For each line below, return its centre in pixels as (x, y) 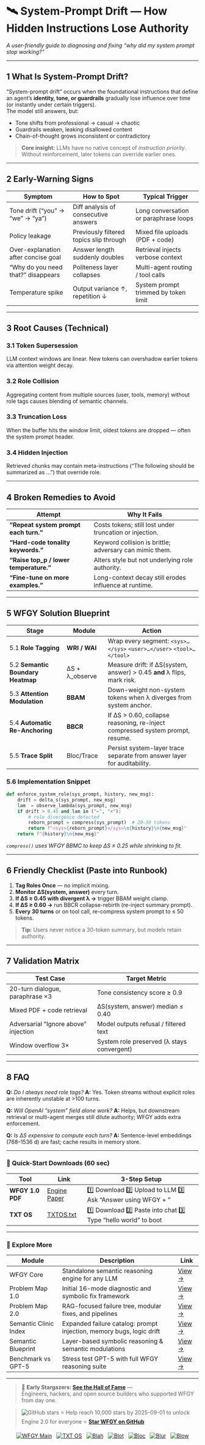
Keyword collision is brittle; (132, 542)
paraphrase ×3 (31, 996)
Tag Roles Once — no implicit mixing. (62, 885)
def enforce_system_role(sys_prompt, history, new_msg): (80, 794)
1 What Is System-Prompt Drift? (67, 77)
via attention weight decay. (40, 365)
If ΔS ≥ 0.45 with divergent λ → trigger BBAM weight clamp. (92, 898)
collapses (87, 275)
